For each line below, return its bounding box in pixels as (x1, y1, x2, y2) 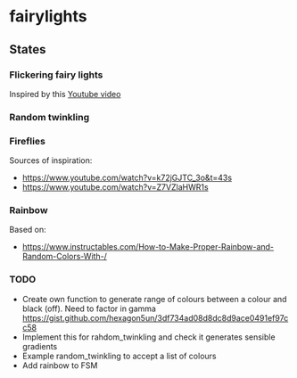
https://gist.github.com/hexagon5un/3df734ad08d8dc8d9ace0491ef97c (21, 312, 289, 323)
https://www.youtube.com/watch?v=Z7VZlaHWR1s (21, 182, 209, 193)
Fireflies (9, 135, 46, 147)
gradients (21, 341, 58, 351)
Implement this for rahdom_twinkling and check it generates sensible (21, 332, 276, 342)
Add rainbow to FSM (21, 359, 98, 371)
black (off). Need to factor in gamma (21, 303, 156, 314)
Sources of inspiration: (9, 155, 93, 166)
